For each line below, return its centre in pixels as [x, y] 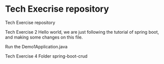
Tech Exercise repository [30, 22]
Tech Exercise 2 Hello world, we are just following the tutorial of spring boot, [82, 32]
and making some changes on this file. [44, 37]
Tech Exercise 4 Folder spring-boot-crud [46, 56]
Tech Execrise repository [57, 9]
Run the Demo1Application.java [36, 46]
